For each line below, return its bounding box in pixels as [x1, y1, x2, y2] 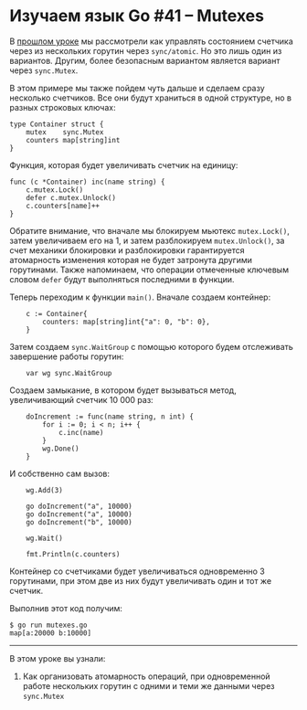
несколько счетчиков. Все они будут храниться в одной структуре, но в [9, 92, 292, 103]
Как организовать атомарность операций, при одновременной [22, 671, 271, 682]
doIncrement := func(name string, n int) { [26, 412, 195, 421]
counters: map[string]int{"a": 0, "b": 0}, [42, 317, 210, 326]
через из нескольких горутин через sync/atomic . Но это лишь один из [9, 45, 282, 56]
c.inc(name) [58, 428, 104, 437]
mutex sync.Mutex [26, 127, 104, 137]
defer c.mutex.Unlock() [26, 193, 117, 202]
